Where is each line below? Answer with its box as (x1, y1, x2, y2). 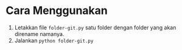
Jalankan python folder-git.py (14, 37, 94, 44)
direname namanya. (14, 30, 65, 37)
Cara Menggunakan (5, 4, 108, 18)
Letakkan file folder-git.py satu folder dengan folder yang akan (14, 24, 177, 31)
